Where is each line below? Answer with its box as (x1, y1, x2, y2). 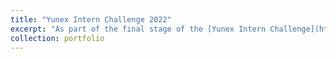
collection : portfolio (10, 33, 105, 43)
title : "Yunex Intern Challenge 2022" (10, 14, 172, 25)
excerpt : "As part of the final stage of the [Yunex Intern (10, 24, 267, 34)
